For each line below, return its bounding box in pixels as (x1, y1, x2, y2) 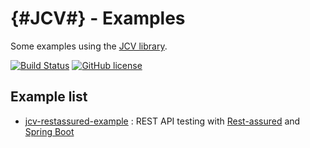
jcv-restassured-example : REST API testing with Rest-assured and (24, 115, 301, 127)
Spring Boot (24, 125, 75, 137)
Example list (10, 88, 88, 106)
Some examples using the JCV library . (10, 40, 168, 52)
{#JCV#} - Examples (10, 7, 186, 30)
